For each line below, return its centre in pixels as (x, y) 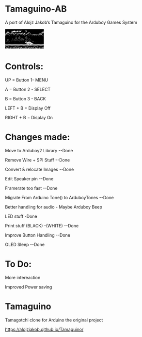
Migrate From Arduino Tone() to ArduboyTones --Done (59, 197)
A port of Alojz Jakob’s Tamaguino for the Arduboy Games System (71, 22)
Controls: (24, 67)
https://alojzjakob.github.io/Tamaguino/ (44, 329)
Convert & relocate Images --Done (39, 169)
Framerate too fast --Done (31, 188)
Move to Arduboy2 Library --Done (39, 150)
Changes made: (38, 137)
